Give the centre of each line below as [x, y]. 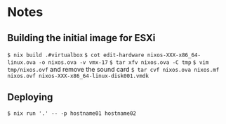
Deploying [30, 97]
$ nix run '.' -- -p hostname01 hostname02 [72, 113]
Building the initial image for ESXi [81, 38]
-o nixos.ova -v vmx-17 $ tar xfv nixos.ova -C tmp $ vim [124, 63]
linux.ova [22, 63]
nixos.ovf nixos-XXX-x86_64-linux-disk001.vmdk [78, 76]
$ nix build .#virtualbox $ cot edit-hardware [76, 55]
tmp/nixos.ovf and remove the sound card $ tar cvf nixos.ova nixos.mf [113, 69]
